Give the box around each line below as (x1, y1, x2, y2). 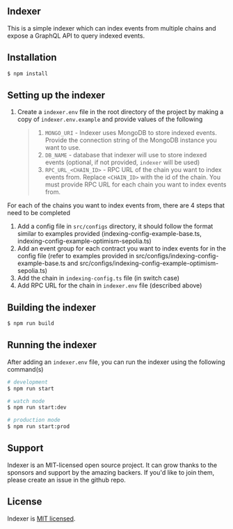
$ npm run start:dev (7, 404, 67, 411)
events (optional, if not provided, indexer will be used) (45, 158, 200, 166)
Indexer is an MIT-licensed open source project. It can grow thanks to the (7, 461, 218, 469)
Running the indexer (7, 339, 97, 351)
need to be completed (7, 209, 71, 217)
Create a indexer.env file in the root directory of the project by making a (17, 108, 224, 116)
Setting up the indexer (7, 89, 106, 101)
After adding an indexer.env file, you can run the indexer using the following (7, 358, 225, 366)
